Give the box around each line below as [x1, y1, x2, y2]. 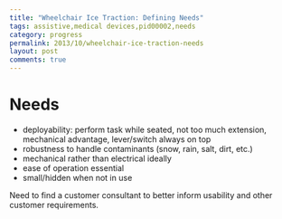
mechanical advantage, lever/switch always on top [22, 133, 211, 145]
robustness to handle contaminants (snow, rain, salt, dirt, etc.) [22, 143, 253, 154]
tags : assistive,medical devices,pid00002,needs [9, 22, 196, 31]
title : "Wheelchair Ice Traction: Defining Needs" [9, 13, 204, 23]
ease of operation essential [22, 162, 125, 173]
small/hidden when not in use [22, 172, 133, 183]
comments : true [9, 55, 67, 64]
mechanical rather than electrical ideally [22, 153, 172, 164]
